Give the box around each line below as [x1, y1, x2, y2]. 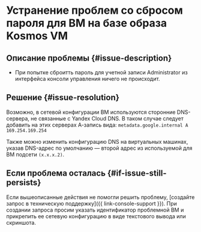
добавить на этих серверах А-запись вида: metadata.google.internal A [6, 121, 188, 128]
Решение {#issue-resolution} [6, 92, 120, 103]
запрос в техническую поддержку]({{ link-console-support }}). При [6, 200, 177, 207]
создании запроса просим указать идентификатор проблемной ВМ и [6, 206, 184, 213]
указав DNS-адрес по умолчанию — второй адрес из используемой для [6, 144, 193, 152]
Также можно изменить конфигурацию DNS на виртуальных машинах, [6, 138, 188, 145]
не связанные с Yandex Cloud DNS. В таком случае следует [31, 115, 184, 122]
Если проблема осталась [6, 168, 106, 179]
